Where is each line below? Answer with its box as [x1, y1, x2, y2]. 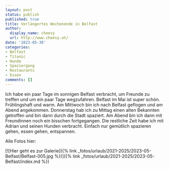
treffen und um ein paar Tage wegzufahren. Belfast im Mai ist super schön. [5, 96, 160, 102]
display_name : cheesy [10, 31, 55, 36]
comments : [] [5, 77, 33, 82]
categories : [5, 45, 30, 50]
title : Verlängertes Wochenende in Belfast [5, 21, 98, 27]
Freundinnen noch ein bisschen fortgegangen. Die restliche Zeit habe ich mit [5, 117, 164, 123]
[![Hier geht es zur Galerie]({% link [5, 147, 77, 153]
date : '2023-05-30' [5, 40, 46, 45]
